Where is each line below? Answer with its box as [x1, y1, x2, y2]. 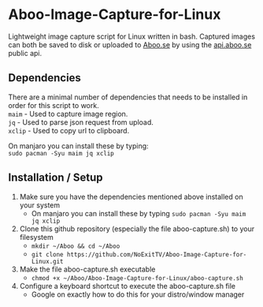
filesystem [19, 232, 54, 241]
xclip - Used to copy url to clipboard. [8, 125, 130, 135]
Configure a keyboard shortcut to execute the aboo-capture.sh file [19, 281, 236, 290]
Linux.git [31, 257, 65, 265]
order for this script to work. [8, 100, 100, 110]
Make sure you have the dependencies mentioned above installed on [19, 192, 243, 201]
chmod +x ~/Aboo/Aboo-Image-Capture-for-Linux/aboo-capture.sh [31, 274, 244, 282]
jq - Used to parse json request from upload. [8, 117, 154, 127]
